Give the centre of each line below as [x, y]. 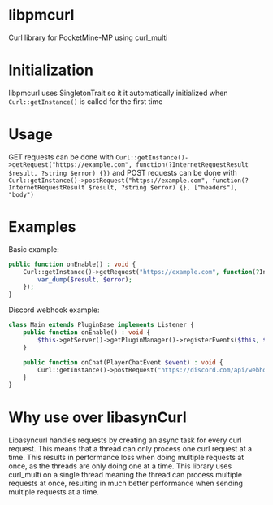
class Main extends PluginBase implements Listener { [102, 325]
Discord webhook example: [54, 310]
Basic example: [34, 249]
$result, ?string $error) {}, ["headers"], [163, 187]
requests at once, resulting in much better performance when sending [126, 483]
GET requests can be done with [61, 157]
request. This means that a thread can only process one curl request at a [130, 449]
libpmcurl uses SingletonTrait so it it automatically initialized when [118, 93]
